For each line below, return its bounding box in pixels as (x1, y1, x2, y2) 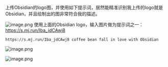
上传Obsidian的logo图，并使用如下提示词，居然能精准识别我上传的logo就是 (5, 5, 163, 10)
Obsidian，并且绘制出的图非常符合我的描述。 (5, 11, 101, 17)
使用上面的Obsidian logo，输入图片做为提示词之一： (34, 22, 144, 27)
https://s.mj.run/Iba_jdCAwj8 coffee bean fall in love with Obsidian (5, 37, 159, 42)
